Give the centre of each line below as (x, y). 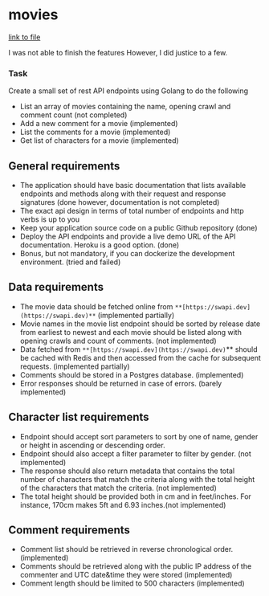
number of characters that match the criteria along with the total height (137, 479)
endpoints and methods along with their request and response (123, 194)
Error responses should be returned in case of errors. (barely (121, 383)
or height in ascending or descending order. (93, 445)
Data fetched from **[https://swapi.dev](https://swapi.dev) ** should (139, 349)
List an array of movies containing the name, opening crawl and (125, 107)
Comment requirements (69, 531)
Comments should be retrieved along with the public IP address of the (136, 566)
